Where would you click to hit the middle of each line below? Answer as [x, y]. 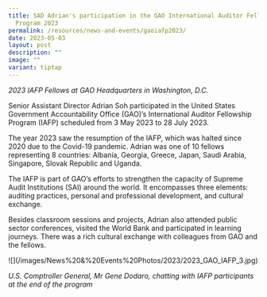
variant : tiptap [35, 68]
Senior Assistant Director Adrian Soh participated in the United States [122, 105]
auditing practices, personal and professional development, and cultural [126, 195]
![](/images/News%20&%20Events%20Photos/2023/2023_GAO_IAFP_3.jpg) [133, 260]
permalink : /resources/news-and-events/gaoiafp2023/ [97, 30]
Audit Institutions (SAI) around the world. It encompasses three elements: [128, 187]
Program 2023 [37, 23]
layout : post [30, 45]
